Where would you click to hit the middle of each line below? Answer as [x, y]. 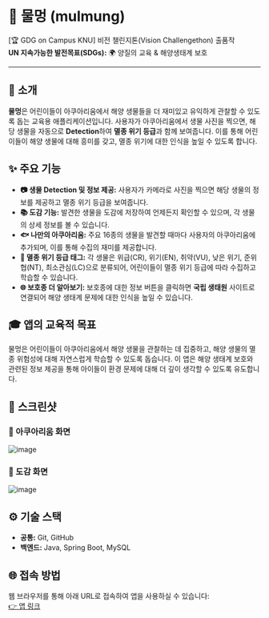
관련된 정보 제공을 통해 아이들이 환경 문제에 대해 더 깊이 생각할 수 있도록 [120, 369]
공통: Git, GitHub [47, 538]
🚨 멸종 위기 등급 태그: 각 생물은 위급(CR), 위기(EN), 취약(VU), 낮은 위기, [131, 257]
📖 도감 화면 [28, 472]
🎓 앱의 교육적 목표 [52, 325]
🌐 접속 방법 [35, 575]
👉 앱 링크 [24, 606]
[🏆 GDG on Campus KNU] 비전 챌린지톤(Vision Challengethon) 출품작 [122, 40]
